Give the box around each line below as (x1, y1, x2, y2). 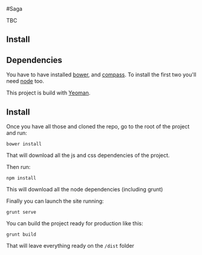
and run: (6, 130, 27, 137)
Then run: (6, 164, 31, 171)
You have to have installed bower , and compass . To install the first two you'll (6, 71, 197, 78)
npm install (6, 175, 36, 181)
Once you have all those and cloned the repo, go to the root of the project (6, 123, 190, 130)
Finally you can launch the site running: (6, 197, 104, 205)
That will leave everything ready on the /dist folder (6, 242, 135, 250)
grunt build (6, 231, 36, 238)
